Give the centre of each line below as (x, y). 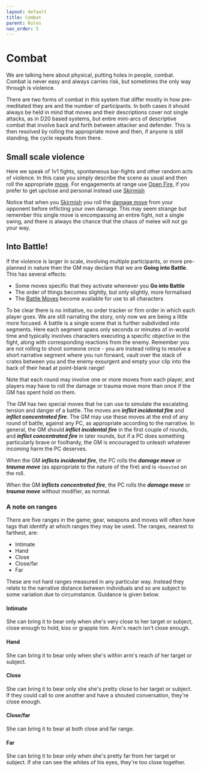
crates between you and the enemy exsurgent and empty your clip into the (98, 361)
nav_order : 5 (22, 29)
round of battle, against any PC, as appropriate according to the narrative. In (100, 423)
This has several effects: (37, 274)
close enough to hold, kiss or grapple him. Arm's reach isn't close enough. (98, 628)
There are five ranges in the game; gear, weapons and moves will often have (101, 520)
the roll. (16, 473)
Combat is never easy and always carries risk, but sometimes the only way (99, 81)
